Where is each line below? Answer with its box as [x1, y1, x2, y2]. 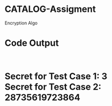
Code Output [4, 37, 59, 49]
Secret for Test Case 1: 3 [4, 71, 108, 82]
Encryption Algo [4, 20, 38, 26]
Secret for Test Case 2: [4, 81, 102, 93]
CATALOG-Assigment [4, 3, 96, 15]
